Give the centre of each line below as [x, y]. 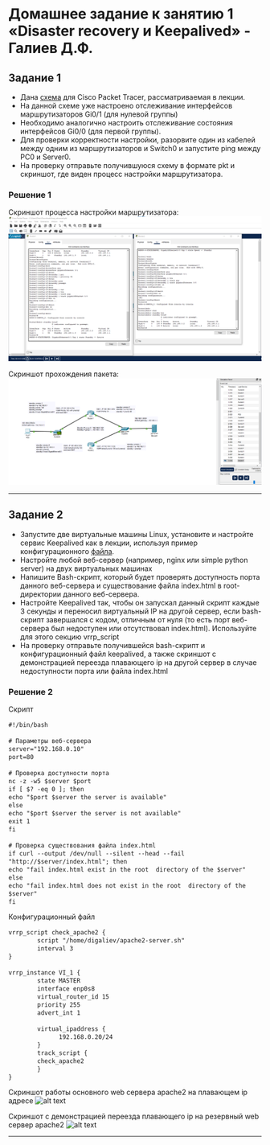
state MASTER [59, 981]
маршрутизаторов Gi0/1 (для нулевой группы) [99, 114]
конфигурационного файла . [67, 551]
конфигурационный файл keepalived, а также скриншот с [118, 654]
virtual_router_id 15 [74, 997]
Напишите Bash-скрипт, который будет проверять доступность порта [140, 577]
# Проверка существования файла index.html [82, 845]
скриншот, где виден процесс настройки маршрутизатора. [121, 174]
